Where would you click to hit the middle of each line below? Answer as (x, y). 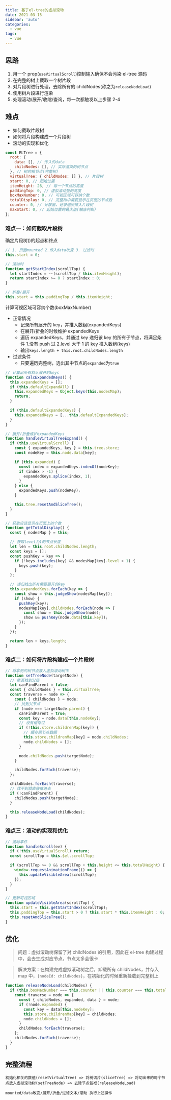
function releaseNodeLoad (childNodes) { (49, 986)
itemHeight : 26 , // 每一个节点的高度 (47, 186)
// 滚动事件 (17, 842)
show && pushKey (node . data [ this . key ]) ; (66, 618)
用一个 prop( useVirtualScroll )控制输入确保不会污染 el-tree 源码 (80, 74)
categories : (18, 24)
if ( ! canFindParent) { (34, 793)
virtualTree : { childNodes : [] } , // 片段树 (56, 176)
